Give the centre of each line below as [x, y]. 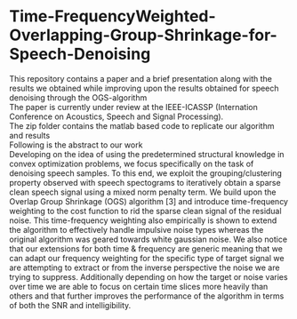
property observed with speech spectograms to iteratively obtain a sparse [145, 182]
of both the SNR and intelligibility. [70, 305]
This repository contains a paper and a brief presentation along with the [141, 78]
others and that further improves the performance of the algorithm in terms [147, 296]
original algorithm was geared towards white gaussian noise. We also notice [148, 239]
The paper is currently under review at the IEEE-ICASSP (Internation [133, 107]
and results [30, 135]
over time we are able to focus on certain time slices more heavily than [139, 286]
